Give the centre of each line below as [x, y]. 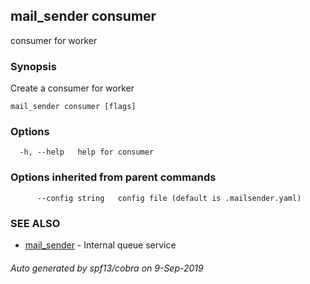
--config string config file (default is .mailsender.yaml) [169, 198]
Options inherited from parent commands [113, 177]
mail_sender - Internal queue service [100, 245]
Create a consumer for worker [72, 88]
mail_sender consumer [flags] [73, 107]
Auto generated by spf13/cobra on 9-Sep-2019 [107, 268]
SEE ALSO [35, 223]
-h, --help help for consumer [87, 152]
